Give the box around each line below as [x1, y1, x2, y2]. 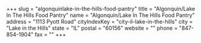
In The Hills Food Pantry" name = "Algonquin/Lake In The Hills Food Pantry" [6, 12, 195, 19]
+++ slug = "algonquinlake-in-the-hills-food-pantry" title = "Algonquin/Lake [6, 5, 196, 12]
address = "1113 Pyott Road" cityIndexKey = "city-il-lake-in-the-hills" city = [6, 18, 193, 25]
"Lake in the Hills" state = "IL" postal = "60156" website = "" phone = [6, 24, 178, 31]
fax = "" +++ [35, 31, 67, 38]
